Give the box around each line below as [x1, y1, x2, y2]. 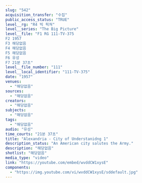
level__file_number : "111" [5, 65, 63, 70]
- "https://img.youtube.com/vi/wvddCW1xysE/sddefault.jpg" [10, 170, 138, 175]
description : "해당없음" [5, 146, 54, 151]
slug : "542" [5, 7, 31, 13]
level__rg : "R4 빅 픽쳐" [5, 22, 55, 27]
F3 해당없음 [5, 41, 27, 46]
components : [5, 165, 31, 170]
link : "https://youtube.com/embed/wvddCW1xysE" [5, 160, 109, 165]
